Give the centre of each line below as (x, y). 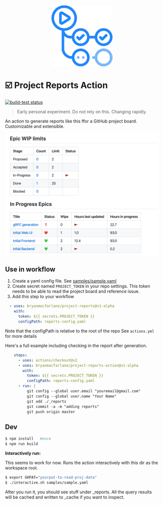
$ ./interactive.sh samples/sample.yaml (47, 483)
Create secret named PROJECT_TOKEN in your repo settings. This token (81, 286)
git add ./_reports (47, 401)
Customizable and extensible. (35, 126)
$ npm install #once (28, 439)
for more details (21, 336)
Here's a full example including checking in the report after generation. (76, 345)
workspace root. (21, 468)
